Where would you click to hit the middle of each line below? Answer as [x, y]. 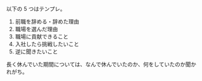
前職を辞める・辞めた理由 [47, 22]
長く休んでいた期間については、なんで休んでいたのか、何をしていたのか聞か [101, 64]
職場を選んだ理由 [36, 29]
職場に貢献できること [42, 37]
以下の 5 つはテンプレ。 [36, 9]
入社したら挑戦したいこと [47, 44]
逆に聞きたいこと [36, 52]
